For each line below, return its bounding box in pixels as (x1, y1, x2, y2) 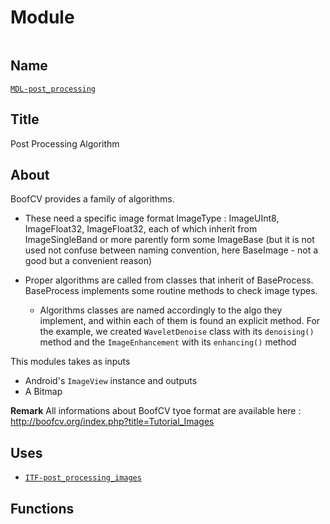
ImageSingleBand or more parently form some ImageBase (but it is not (24, 234, 315, 246)
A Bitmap (24, 386, 63, 398)
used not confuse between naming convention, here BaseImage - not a (24, 244, 319, 256)
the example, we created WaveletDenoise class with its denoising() (39, 326, 315, 338)
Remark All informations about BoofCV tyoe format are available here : (10, 405, 302, 417)
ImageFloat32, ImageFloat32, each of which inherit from (24, 223, 258, 235)
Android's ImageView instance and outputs (24, 375, 198, 387)
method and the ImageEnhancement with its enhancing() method (39, 336, 297, 348)
